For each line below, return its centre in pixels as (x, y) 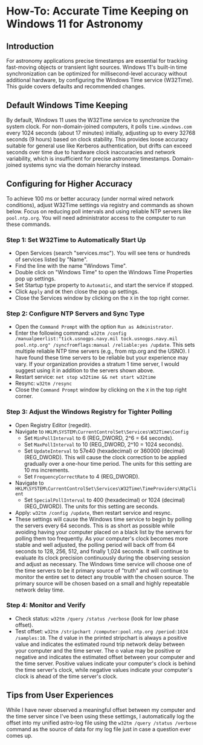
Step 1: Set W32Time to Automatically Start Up (76, 240)
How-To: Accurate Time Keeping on (98, 11)
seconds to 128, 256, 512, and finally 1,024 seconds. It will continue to (102, 551)
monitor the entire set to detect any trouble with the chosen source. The (105, 577)
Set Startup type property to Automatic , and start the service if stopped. (104, 285)
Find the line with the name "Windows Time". (71, 266)
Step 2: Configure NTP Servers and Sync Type (76, 314)
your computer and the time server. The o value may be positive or (98, 650)
